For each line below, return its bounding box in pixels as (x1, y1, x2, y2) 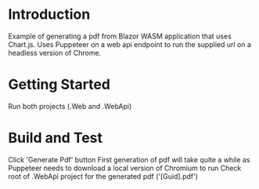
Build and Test (8, 129, 103, 147)
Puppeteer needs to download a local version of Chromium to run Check (8, 163, 242, 173)
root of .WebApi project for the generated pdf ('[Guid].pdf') (8, 171, 198, 181)
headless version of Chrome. (8, 48, 102, 57)
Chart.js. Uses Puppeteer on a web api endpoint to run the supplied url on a (8, 39, 252, 49)
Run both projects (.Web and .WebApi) (8, 101, 132, 111)
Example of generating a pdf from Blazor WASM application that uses (8, 31, 232, 41)
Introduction (8, 5, 91, 24)
